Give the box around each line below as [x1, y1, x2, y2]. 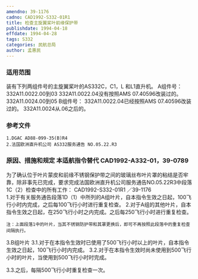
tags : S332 [6, 36, 33, 42]
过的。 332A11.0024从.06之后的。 [6, 105, 89, 112]
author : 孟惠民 [6, 48, 41, 54]
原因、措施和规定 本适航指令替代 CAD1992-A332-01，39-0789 [6, 156, 189, 165]
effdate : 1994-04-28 [6, 31, 58, 37]
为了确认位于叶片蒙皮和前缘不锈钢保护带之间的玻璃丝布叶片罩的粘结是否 [6, 171, 183, 178]
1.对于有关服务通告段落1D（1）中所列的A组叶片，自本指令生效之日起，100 [6, 193, 187, 200]
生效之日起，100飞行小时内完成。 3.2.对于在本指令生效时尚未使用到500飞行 [6, 246, 192, 253]
